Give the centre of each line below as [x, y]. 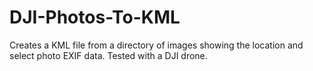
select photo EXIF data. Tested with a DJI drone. [108, 55]
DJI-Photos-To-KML [95, 17]
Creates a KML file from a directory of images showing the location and [156, 45]
